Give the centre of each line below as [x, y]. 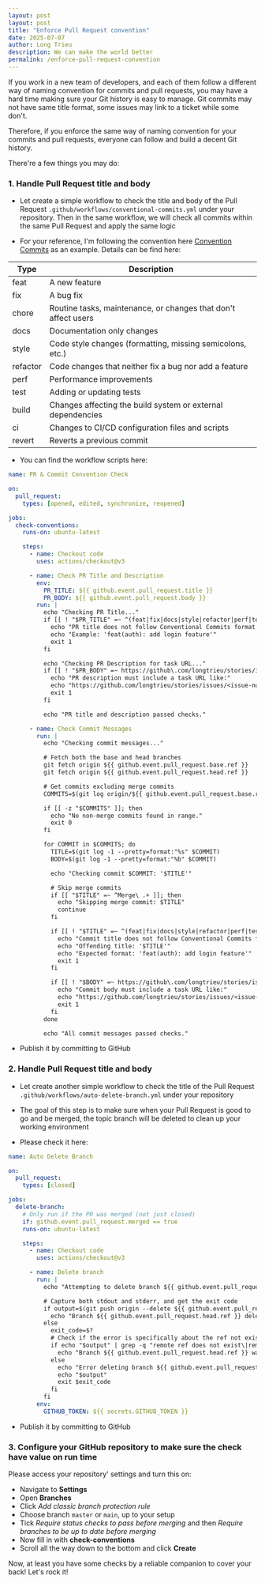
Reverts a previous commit [99, 441]
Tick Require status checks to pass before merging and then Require [131, 1523]
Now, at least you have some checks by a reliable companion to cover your [130, 1564]
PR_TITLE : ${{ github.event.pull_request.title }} [128, 590]
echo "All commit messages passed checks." [116, 1033]
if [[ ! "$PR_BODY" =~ [80, 671]
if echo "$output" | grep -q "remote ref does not [135, 1346]
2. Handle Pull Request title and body [80, 1069]
